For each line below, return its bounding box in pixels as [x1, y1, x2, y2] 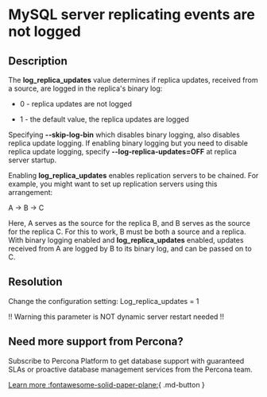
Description [8, 54, 68, 68]
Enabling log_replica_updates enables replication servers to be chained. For [8, 171, 259, 180]
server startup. [8, 155, 57, 165]
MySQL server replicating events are [8, 6, 256, 24]
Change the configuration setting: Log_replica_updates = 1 [8, 296, 199, 306]
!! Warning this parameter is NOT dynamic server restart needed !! [8, 312, 225, 321]
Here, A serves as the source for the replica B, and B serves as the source [8, 219, 251, 228]
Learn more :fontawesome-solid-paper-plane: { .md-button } [8, 379, 205, 389]
